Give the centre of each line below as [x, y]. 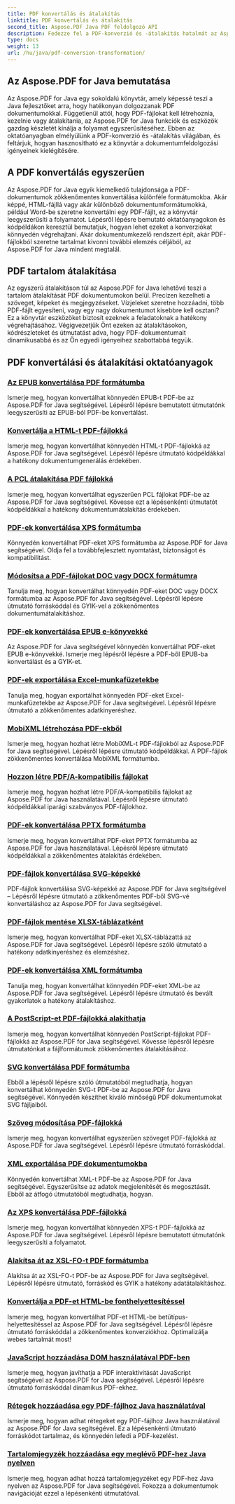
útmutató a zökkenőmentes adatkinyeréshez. [72, 710]
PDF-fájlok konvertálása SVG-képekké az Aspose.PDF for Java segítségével [117, 889]
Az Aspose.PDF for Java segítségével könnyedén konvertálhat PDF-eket [111, 647]
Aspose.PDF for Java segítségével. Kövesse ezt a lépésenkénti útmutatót [113, 502]
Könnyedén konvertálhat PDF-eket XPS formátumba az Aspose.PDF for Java [117, 543]
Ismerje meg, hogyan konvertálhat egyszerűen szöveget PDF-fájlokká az [112, 1138]
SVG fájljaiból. [27, 1105]
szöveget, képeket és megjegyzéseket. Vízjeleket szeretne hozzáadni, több [116, 303]
